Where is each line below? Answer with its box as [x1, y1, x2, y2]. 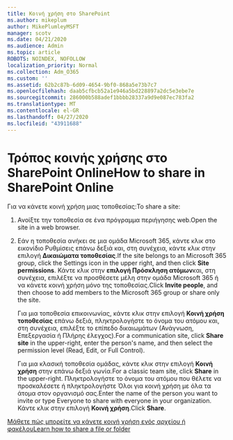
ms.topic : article [7, 49, 61, 56]
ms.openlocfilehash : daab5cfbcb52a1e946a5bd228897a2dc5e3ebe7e [7, 88, 195, 95]
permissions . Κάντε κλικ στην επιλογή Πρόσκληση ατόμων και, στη [17, 266, 216, 275]
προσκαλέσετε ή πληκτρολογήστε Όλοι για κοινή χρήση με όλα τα [17, 382, 211, 390]
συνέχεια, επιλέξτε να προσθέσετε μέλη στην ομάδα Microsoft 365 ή [17, 274, 219, 282]
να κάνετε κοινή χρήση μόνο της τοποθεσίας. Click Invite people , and [17, 281, 218, 289]
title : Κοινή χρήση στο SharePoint [7, 10, 111, 17]
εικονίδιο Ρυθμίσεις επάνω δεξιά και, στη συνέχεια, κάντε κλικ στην [17, 244, 216, 252]
